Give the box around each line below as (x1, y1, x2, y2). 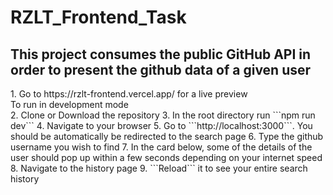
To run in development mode (10, 99, 129, 110)
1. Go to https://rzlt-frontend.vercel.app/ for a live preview (10, 88, 248, 100)
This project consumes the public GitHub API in (10, 46, 312, 63)
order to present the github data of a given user (10, 61, 312, 78)
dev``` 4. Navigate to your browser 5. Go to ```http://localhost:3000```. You (10, 120, 313, 131)
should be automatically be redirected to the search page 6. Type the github (10, 131, 324, 142)
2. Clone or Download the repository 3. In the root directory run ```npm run (10, 109, 316, 121)
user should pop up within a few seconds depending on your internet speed (10, 152, 323, 163)
